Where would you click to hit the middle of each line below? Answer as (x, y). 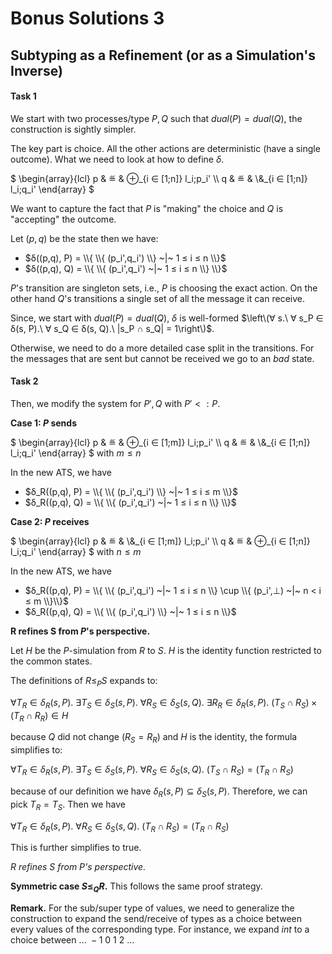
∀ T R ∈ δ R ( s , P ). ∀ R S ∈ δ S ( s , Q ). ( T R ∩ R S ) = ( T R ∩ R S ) (120, 827)
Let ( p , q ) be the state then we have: (84, 238)
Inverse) (36, 70)
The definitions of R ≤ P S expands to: (84, 681)
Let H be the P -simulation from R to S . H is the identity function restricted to (166, 650)
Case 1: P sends (43, 423)
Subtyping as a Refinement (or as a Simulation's (163, 55)
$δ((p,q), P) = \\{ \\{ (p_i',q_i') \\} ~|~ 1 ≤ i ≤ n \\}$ (125, 258)
